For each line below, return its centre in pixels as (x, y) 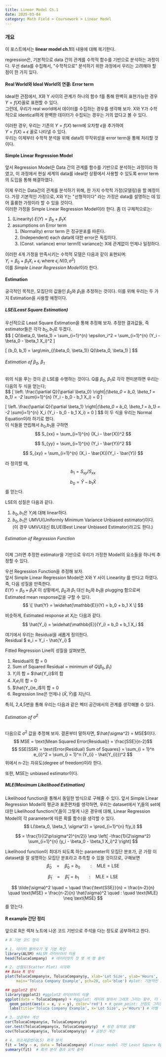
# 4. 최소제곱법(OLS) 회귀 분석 (34, 1040)
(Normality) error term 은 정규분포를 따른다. (62, 231)
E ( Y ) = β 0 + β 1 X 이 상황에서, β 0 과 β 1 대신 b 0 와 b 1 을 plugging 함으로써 (73, 590)
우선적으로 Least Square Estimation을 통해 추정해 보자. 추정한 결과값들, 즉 (77, 323)
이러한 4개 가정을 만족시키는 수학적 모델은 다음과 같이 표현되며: (66, 254)
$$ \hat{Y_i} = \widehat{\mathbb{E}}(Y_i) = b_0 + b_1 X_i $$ (83, 624)
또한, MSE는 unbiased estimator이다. (42, 773)
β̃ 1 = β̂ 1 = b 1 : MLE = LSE (83, 877)
